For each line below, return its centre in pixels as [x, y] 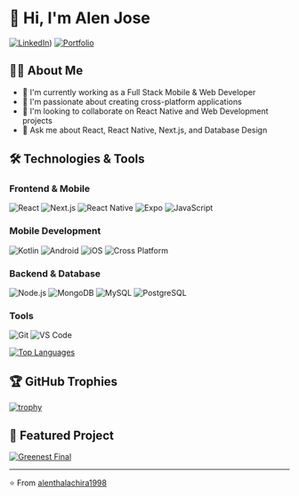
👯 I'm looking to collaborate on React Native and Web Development [145, 111]
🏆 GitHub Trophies [64, 381]
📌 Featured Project [61, 435]
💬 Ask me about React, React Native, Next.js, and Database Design [145, 130]
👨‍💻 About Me [46, 71]
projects [37, 120]
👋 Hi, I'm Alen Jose [80, 18]
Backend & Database [55, 273]
